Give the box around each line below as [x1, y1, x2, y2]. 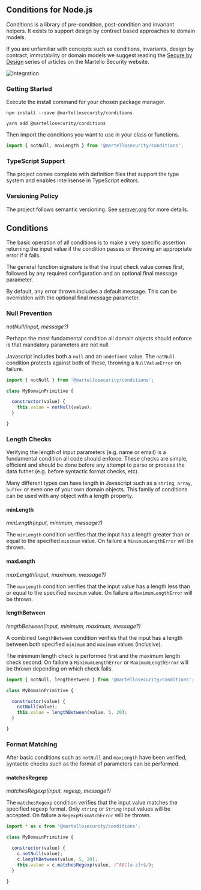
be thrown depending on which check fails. [6, 664, 113, 672]
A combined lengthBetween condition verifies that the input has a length [6, 634, 183, 641]
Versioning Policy [6, 192, 59, 200]
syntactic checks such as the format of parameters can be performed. [6, 760, 180, 767]
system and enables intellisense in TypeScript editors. [6, 177, 140, 184]
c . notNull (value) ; [17, 851, 63, 857]
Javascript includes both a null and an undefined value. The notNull [6, 352, 176, 360]
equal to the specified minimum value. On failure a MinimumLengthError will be [6, 538, 194, 545]
